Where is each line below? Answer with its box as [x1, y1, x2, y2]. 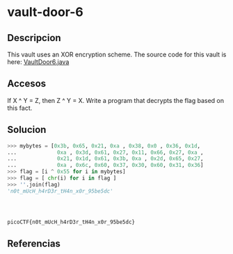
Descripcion [7, 32, 61, 44]
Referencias [7, 237, 61, 249]
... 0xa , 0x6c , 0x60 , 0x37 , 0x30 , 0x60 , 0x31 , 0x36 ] [7, 161, 204, 169]
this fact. [7, 104, 33, 112]
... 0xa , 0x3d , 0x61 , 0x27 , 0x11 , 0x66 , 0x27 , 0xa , [7, 149, 204, 156]
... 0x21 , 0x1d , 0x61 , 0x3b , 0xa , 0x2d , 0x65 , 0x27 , [7, 155, 204, 162]
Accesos [7, 78, 47, 90]
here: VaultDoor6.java [7, 58, 70, 66]
